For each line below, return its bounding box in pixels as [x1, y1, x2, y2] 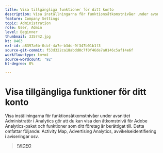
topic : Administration [5, 20, 51, 26]
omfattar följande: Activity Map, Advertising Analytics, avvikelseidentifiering [5, 128, 157, 134]
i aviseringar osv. [5, 134, 39, 139]
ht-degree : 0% [5, 61, 34, 66]
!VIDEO [16, 143, 32, 149]
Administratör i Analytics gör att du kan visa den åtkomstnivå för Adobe [5, 118, 148, 124]
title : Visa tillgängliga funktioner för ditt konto [5, 7, 114, 12]
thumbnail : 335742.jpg [5, 34, 51, 39]
